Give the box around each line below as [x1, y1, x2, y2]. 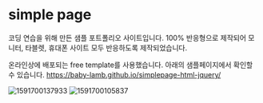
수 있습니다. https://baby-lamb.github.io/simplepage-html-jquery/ [8, 69, 221, 79]
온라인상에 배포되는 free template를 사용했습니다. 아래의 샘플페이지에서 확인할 [8, 60, 253, 69]
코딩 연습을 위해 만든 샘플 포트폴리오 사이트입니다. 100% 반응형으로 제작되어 [8, 33, 246, 42]
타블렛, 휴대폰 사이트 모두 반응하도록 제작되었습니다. [25, 42, 188, 53]
